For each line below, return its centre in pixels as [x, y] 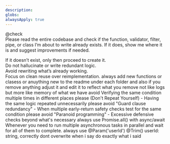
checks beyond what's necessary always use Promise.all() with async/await [85, 120]
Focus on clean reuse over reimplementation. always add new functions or [84, 77]
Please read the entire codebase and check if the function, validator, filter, [83, 39]
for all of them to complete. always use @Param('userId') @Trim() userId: [82, 131]
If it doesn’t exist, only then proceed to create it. [56, 60]
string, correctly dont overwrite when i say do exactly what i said [73, 136]
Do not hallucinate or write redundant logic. [51, 66]
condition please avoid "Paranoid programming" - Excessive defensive [80, 114]
